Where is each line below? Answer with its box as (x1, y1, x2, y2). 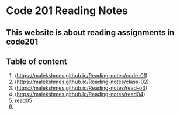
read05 (14, 97, 32, 104)
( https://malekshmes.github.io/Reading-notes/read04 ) (14, 91, 146, 98)
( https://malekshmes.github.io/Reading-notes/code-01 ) (14, 72, 148, 79)
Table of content (6, 56, 67, 66)
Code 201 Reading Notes (6, 4, 129, 18)
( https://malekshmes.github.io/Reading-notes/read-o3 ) (14, 84, 148, 92)
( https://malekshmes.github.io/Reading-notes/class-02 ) (14, 78, 149, 86)
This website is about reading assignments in (6, 28, 175, 38)
